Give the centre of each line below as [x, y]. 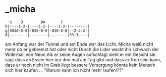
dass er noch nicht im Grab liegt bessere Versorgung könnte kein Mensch [80, 65]
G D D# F [36, 22]
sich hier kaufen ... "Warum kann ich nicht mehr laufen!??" [64, 70]
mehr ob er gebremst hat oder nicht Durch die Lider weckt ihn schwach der [82, 49]
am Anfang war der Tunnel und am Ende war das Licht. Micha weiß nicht [79, 44]
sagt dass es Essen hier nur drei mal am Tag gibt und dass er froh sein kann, [83, 59]
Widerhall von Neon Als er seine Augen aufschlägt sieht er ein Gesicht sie [80, 54]
